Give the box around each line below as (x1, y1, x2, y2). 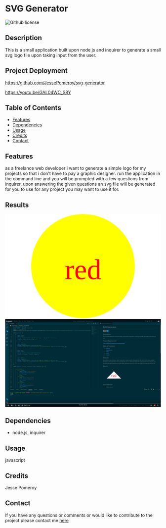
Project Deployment (5, 66, 68, 75)
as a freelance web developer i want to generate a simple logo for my (5, 165, 146, 171)
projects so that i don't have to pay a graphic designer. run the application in (5, 170, 161, 176)
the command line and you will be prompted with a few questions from (5, 176, 149, 182)
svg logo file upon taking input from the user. (5, 52, 97, 58)
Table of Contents (5, 104, 62, 112)
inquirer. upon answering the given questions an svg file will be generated (5, 181, 156, 187)
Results (5, 201, 29, 209)
